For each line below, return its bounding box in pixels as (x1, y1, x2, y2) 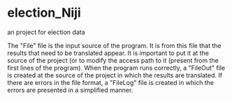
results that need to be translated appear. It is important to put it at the (7, 49, 210, 57)
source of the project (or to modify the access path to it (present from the (7, 56, 219, 64)
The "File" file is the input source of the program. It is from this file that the (7, 41, 222, 49)
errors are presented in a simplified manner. (7, 86, 133, 94)
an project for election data (7, 28, 85, 36)
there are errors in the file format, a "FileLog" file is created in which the (7, 78, 215, 86)
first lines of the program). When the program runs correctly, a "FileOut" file (7, 63, 226, 72)
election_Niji (7, 5, 82, 21)
